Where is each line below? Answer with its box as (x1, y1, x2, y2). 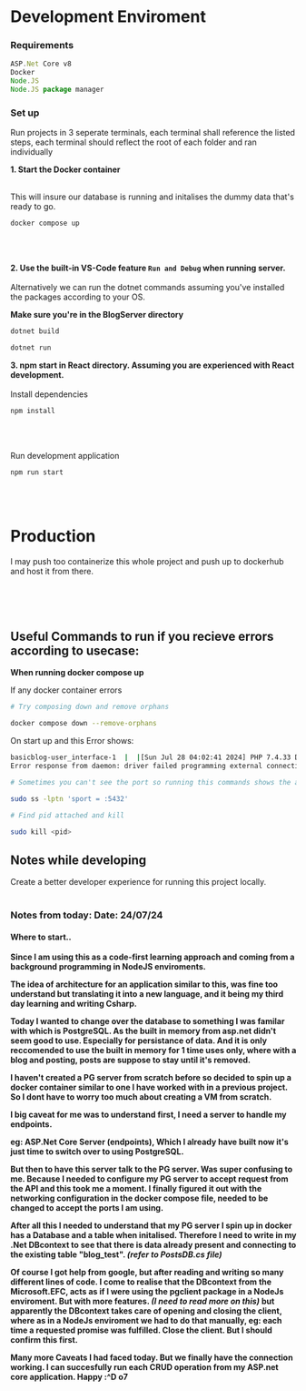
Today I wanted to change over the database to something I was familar (10, 1016, 285, 1027)
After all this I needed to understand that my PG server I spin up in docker (10, 1220, 292, 1231)
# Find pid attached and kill (10, 810, 125, 820)
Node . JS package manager (10, 85, 104, 95)
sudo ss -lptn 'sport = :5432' (10, 794, 129, 803)
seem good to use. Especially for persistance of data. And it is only (10, 1035, 267, 1046)
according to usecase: (10, 643, 140, 658)
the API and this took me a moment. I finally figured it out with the (10, 1183, 262, 1194)
